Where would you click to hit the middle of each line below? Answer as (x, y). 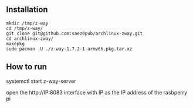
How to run (27, 67)
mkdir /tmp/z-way (27, 23)
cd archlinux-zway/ (30, 38)
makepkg (16, 43)
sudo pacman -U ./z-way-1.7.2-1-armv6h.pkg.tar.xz (69, 49)
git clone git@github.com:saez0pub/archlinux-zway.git (75, 33)
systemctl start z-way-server (41, 81)
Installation (27, 10)
